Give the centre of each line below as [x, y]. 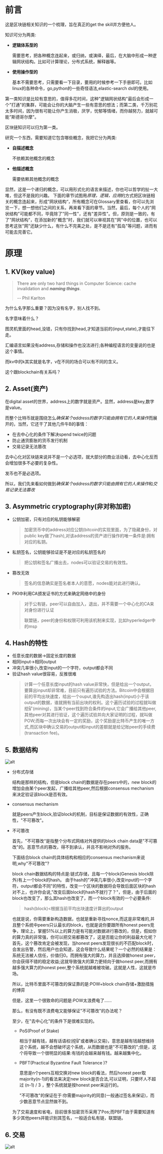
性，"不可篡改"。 [29, 820]
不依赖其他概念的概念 [33, 158]
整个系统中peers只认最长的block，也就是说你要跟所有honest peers [83, 925]
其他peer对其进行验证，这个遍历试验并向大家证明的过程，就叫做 [88, 715]
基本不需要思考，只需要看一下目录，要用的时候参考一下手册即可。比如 [82, 82]
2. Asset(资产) [27, 389]
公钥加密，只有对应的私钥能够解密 [46, 519]
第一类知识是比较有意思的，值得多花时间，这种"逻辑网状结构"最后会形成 [77, 98]
